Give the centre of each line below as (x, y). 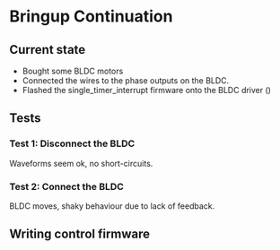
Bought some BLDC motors (73, 71)
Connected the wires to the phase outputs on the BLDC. (126, 81)
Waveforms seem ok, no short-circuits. (81, 163)
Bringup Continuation (91, 17)
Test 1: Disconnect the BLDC (72, 143)
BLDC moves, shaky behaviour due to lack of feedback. (112, 206)
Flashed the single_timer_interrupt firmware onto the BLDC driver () (147, 90)
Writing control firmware (80, 234)
